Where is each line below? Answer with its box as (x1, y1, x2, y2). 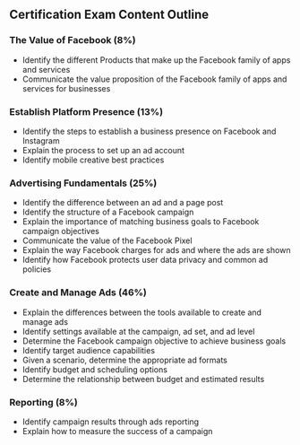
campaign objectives (21, 226, 100, 237)
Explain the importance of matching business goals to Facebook (21, 216, 260, 227)
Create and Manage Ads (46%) (9, 286, 148, 299)
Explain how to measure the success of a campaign (21, 425, 213, 436)
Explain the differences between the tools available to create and (21, 307, 262, 318)
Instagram (21, 135, 60, 146)
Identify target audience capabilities (21, 345, 155, 355)
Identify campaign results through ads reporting (21, 416, 200, 427)
